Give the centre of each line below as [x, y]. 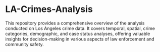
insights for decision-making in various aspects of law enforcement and [80, 39]
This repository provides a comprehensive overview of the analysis [75, 23]
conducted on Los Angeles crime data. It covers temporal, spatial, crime [80, 28]
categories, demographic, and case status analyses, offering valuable [78, 33]
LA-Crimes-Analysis [49, 9]
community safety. [24, 44]
